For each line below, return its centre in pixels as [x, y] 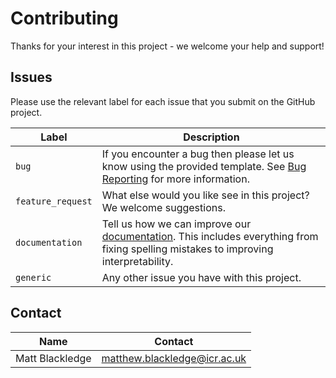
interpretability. [137, 261]
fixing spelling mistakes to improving [187, 249]
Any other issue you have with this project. [201, 277]
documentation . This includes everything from [210, 236]
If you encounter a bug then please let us [198, 154]
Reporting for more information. [175, 179]
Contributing [64, 18]
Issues [31, 77]
